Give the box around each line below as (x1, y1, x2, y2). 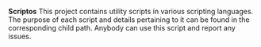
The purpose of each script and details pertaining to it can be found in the (8, 15, 250, 24)
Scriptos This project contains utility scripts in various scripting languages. (8, 7, 254, 16)
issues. (8, 31, 32, 41)
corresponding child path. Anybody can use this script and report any (8, 23, 236, 32)
